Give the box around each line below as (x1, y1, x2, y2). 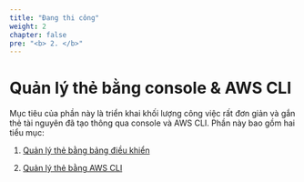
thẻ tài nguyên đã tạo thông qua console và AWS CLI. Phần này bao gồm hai (9, 117, 296, 128)
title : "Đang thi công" (9, 13, 100, 23)
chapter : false (9, 30, 67, 39)
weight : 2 (9, 22, 47, 31)
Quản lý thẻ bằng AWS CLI (22, 163, 123, 174)
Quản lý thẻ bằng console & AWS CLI (9, 78, 292, 98)
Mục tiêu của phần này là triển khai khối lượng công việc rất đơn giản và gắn (9, 108, 296, 119)
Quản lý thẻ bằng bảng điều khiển (22, 145, 150, 156)
